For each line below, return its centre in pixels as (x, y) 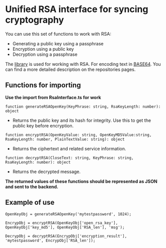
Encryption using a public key (43, 49)
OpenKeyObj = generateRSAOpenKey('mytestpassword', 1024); (68, 214)
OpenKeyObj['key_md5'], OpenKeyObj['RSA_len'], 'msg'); (65, 227)
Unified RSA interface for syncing (77, 9)
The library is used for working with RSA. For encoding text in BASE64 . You (83, 64)
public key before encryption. (43, 126)
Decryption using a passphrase (45, 54)
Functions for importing (43, 85)
